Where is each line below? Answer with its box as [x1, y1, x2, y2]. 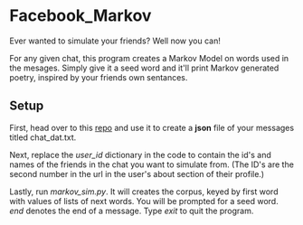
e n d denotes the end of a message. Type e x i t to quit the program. [9, 205, 254, 216]
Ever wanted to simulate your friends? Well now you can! [9, 35, 222, 46]
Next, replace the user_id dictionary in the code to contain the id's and [9, 149, 271, 160]
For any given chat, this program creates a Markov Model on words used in [9, 52, 289, 63]
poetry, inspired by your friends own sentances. [9, 71, 188, 82]
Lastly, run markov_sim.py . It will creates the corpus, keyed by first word [9, 186, 279, 197]
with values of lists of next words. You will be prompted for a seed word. [9, 195, 279, 206]
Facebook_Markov [9, 5, 152, 26]
